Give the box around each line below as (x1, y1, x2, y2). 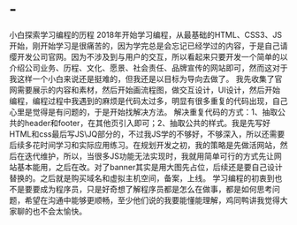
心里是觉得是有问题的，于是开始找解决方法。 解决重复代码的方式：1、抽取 (9, 106, 278, 117)
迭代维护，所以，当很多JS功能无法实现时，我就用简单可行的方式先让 (24, 150, 274, 161)
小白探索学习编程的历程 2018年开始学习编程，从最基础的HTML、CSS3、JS (9, 29, 283, 40)
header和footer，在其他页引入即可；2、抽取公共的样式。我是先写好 (24, 117, 271, 128)
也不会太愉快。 (32, 206, 87, 216)
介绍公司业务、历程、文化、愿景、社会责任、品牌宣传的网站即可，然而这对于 (9, 62, 288, 73)
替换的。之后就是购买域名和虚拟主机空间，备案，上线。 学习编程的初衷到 (9, 172, 275, 184)
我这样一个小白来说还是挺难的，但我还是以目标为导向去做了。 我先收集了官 (9, 73, 283, 84)
